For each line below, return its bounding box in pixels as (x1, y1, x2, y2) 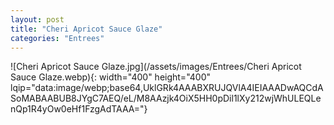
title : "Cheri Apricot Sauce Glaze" (10, 24, 163, 34)
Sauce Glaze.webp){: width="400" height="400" (10, 71, 212, 83)
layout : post (10, 14, 65, 25)
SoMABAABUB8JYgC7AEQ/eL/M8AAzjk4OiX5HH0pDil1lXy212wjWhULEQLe (10, 92, 322, 105)
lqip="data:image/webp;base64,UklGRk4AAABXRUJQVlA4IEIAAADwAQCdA (10, 82, 324, 94)
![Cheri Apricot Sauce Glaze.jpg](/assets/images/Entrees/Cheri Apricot (10, 61, 302, 73)
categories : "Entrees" (10, 33, 105, 43)
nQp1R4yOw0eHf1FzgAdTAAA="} (10, 103, 148, 115)
